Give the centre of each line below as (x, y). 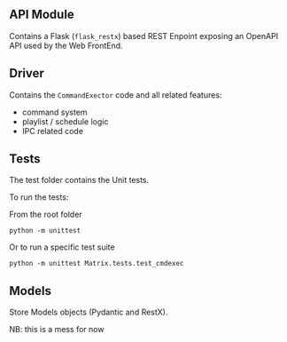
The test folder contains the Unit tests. (79, 180)
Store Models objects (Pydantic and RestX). (89, 312)
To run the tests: (39, 197)
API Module (42, 15)
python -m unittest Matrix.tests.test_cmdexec (97, 264)
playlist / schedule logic (65, 121)
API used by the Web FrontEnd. (66, 45)
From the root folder (46, 215)
